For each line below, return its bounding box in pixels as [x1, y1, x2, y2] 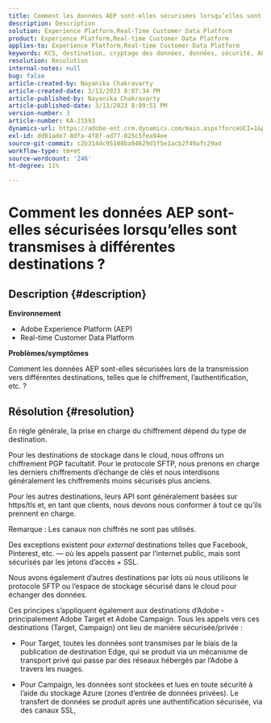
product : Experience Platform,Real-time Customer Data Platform [8, 34, 229, 43]
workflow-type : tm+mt [8, 147, 81, 155]
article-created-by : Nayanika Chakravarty [8, 79, 153, 87]
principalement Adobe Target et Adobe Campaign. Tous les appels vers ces [8, 614, 260, 624]
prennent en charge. [8, 508, 77, 518]
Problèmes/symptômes [8, 349, 89, 358]
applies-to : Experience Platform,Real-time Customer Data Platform [8, 42, 240, 50]
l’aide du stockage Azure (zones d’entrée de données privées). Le [19, 687, 240, 698]
